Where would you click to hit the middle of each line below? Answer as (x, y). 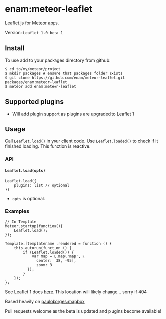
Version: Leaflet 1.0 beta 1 (34, 32)
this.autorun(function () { (43, 248)
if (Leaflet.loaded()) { (49, 252)
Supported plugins (35, 102)
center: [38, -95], (56, 261)
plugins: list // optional (42, 185)
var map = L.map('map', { (58, 256)
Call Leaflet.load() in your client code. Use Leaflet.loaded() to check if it (82, 141)
